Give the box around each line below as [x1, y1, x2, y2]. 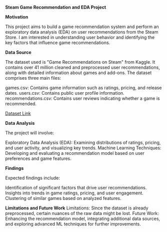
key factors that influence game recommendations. [5, 40, 110, 46]
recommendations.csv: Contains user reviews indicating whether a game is [5, 95, 160, 101]
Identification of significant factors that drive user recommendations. [5, 185, 147, 190]
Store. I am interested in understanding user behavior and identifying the [5, 35, 155, 40]
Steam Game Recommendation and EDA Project [5, 5, 106, 10]
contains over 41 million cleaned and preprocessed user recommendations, [5, 65, 160, 70]
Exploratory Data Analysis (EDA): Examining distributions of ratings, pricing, [5, 140, 161, 145]
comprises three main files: [5, 75, 61, 81]
